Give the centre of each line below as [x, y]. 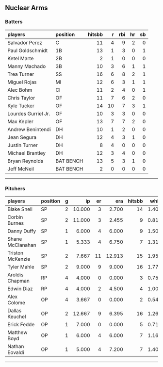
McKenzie [19, 259]
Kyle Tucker [21, 105]
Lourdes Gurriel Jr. [29, 114]
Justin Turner [23, 145]
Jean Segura [22, 137]
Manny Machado [27, 66]
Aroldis [16, 275]
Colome [16, 302]
